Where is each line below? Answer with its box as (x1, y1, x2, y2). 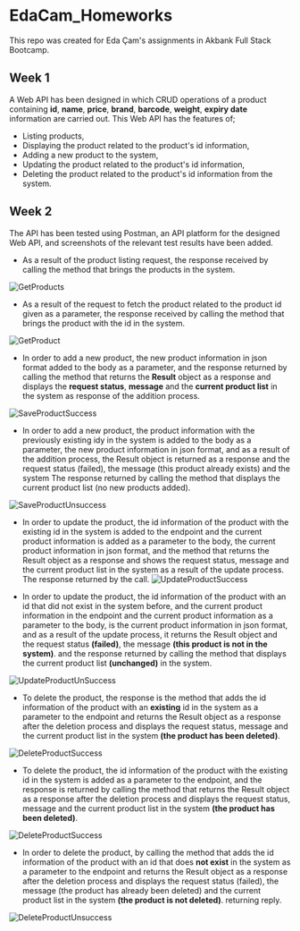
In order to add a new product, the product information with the (21, 425, 255, 436)
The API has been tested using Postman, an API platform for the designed (9, 227, 280, 238)
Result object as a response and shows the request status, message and (21, 554, 289, 565)
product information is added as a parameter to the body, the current (21, 536, 276, 546)
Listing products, (21, 131, 85, 141)
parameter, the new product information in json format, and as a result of (21, 444, 290, 454)
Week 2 (9, 204, 53, 219)
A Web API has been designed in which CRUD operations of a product (9, 94, 267, 105)
